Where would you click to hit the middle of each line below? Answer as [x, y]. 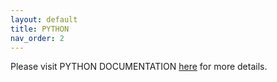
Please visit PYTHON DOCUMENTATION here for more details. [139, 67]
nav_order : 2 [37, 38]
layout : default [44, 19]
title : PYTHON [40, 29]
